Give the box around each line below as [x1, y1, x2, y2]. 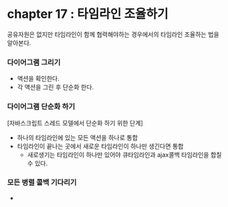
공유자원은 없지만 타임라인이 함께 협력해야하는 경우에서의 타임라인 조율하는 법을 [7, 30, 220, 38]
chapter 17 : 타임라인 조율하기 [7, 6, 169, 22]
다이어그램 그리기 [7, 58, 61, 67]
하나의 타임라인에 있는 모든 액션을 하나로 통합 [16, 133, 138, 141]
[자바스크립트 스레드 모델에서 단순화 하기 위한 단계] [7, 119, 144, 127]
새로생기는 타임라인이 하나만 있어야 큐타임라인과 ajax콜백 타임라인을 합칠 [27, 150, 223, 158]
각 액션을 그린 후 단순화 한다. [16, 83, 94, 91]
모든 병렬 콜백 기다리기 [7, 178, 77, 187]
